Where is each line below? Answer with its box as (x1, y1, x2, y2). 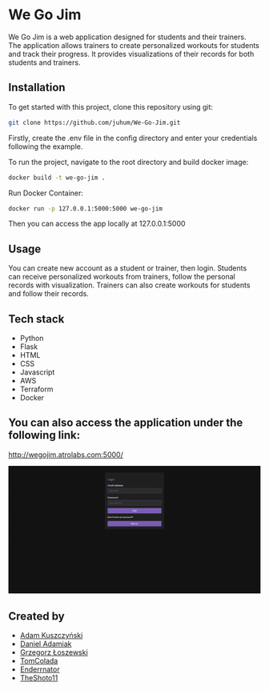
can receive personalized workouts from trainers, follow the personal (8, 272, 236, 282)
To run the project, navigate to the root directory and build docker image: (8, 157, 249, 166)
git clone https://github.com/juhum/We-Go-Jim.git (8, 118, 181, 126)
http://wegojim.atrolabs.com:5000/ (8, 450, 124, 459)
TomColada (19, 656, 58, 666)
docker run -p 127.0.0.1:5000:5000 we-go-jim (8, 204, 163, 213)
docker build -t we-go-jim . (8, 174, 106, 182)
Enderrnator (19, 664, 60, 674)
